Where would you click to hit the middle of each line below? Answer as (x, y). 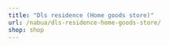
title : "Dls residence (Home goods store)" (81, 15)
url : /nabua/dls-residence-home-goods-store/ (84, 23)
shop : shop (26, 30)
